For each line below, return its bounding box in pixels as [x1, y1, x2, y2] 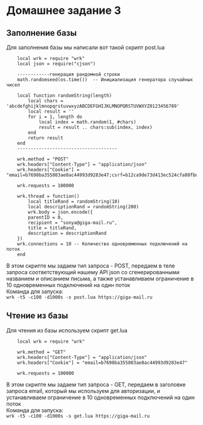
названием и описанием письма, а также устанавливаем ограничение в [6, 275, 195, 282]
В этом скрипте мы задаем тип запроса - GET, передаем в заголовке [6, 381, 186, 388]
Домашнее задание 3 [6, 4, 121, 18]
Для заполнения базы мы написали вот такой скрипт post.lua [6, 44, 165, 51]
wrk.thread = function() [17, 193, 80, 199]
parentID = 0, [28, 214, 63, 220]
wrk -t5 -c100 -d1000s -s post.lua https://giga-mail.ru [6, 294, 153, 300]
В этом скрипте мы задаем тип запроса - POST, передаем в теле [6, 262, 175, 269]
